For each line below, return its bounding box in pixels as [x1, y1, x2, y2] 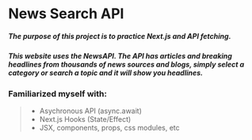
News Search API [8, 5, 124, 23]
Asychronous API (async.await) [39, 106, 143, 115]
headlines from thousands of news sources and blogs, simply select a [8, 60, 245, 70]
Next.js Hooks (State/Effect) [39, 114, 132, 123]
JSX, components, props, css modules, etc [39, 123, 180, 132]
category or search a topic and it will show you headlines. [8, 68, 204, 78]
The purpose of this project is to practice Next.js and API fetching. [8, 31, 231, 40]
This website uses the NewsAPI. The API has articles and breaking [8, 51, 232, 61]
